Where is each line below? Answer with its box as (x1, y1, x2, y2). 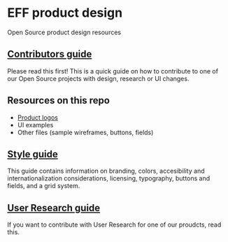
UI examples (17, 120, 54, 129)
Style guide (7, 148, 58, 160)
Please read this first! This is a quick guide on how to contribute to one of (7, 66, 219, 75)
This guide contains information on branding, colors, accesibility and (7, 166, 205, 176)
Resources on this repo (7, 94, 111, 106)
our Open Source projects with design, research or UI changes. (7, 74, 190, 83)
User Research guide (7, 201, 101, 214)
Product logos (17, 113, 58, 122)
